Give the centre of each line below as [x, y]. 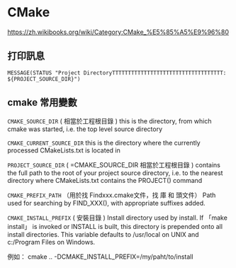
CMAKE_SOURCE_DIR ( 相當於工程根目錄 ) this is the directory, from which [109, 121]
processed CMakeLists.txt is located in [64, 150]
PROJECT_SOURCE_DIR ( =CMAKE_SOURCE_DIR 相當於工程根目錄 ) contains [114, 164]
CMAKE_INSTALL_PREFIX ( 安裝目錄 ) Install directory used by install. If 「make [118, 218]
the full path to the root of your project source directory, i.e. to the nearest [115, 173]
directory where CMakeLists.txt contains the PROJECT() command [105, 180]
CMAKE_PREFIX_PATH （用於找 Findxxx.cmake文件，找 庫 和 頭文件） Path [112, 195]
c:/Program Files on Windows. [51, 242]
